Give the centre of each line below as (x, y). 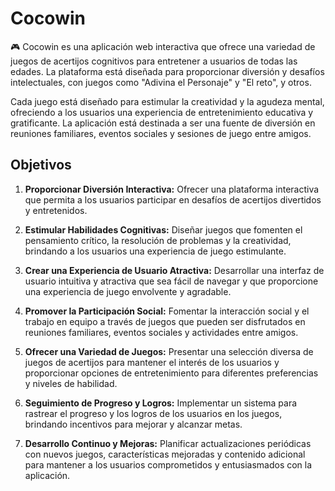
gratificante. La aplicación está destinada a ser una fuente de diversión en (163, 123)
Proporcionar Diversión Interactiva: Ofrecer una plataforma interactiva (172, 189)
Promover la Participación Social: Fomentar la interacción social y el (167, 311)
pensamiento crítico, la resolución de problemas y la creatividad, (158, 240)
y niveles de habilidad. (71, 383)
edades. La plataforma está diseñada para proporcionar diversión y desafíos (167, 71)
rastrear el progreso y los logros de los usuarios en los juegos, (153, 413)
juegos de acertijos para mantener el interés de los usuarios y (152, 362)
